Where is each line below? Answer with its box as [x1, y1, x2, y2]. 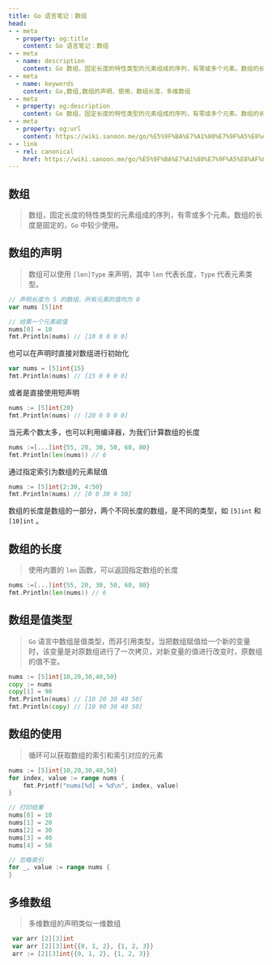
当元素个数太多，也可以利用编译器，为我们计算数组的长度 [8, 427, 200, 437]
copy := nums [8, 680, 53, 689]
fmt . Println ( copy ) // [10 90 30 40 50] [8, 702, 143, 711]
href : [23, 155, 42, 163]
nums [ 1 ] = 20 [8, 819, 53, 827]
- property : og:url [15, 125, 82, 133]
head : [8, 19, 27, 28]
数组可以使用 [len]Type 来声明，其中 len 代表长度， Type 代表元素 [28, 269, 246, 279]
